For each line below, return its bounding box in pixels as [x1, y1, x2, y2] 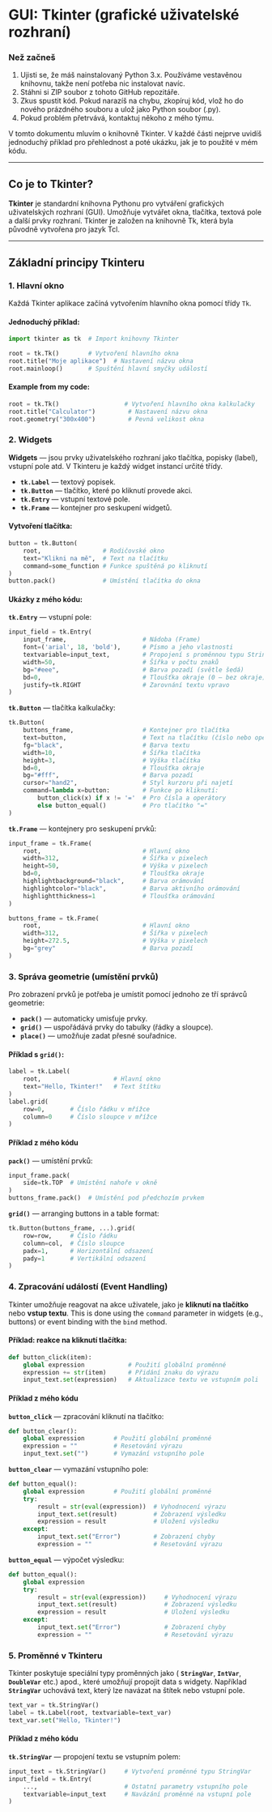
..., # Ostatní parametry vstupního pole [23, 1782, 249, 1791]
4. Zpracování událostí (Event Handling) [8, 1281, 168, 1293]
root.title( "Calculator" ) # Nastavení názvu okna [8, 407, 208, 416]
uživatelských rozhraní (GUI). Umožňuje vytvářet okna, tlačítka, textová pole [8, 207, 261, 217]
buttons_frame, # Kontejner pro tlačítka [23, 727, 230, 735]
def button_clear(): [8, 1427, 79, 1435]
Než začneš [8, 52, 56, 63]
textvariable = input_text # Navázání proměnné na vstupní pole [23, 1790, 252, 1798]
